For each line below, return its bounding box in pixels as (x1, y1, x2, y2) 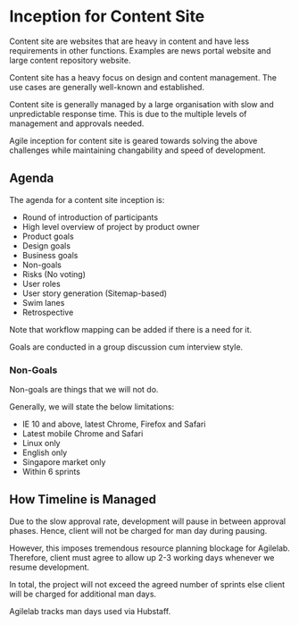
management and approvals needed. (9, 118, 145, 129)
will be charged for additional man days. (9, 588, 157, 599)
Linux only (21, 438, 61, 449)
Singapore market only (21, 457, 106, 468)
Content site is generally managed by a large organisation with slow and (9, 98, 274, 109)
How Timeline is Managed (9, 492, 156, 507)
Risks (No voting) (21, 268, 87, 279)
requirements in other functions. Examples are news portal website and (9, 45, 271, 55)
